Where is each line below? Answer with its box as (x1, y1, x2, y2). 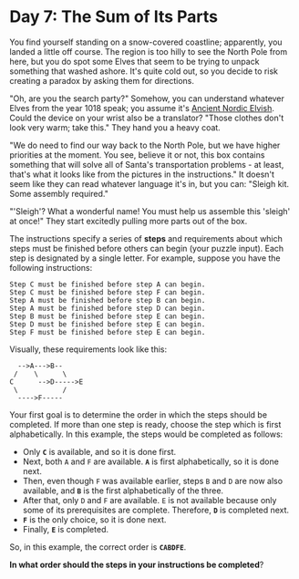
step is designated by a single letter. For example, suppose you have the (9, 253, 281, 264)
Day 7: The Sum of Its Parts (9, 6, 219, 27)
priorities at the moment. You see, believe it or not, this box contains (9, 149, 265, 160)
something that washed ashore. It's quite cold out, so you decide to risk (9, 66, 278, 77)
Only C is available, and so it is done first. (22, 446, 177, 457)
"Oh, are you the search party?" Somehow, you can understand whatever (9, 93, 285, 104)
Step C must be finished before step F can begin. (9, 287, 206, 297)
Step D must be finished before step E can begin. (9, 319, 206, 329)
